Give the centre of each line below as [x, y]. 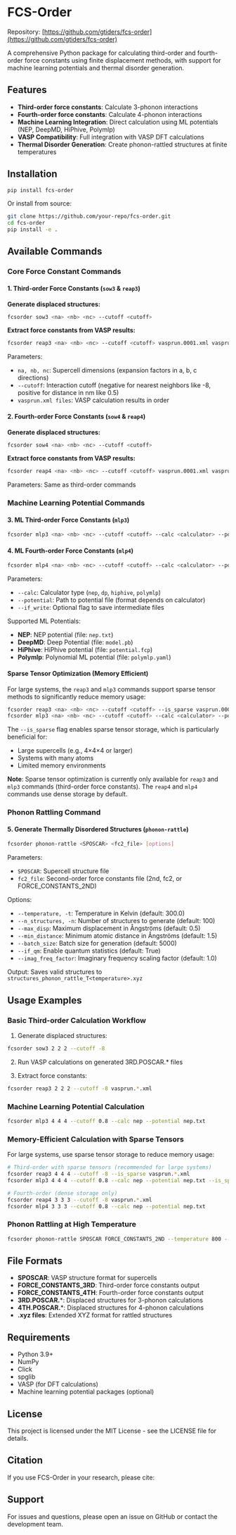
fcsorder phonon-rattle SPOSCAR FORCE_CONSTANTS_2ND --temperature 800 [114, 1239]
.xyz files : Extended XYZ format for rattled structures [95, 1315]
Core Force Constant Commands [64, 272]
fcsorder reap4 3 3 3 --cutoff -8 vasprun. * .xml [80, 1200]
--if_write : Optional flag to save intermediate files [91, 608]
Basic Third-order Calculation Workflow [77, 1020]
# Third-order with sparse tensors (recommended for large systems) [110, 1167]
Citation [25, 1461]
